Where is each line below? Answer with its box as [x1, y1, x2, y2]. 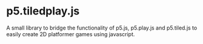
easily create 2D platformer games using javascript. [6, 30, 135, 37]
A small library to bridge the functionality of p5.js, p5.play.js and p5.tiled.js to [6, 24, 198, 31]
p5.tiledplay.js [6, 4, 80, 18]
